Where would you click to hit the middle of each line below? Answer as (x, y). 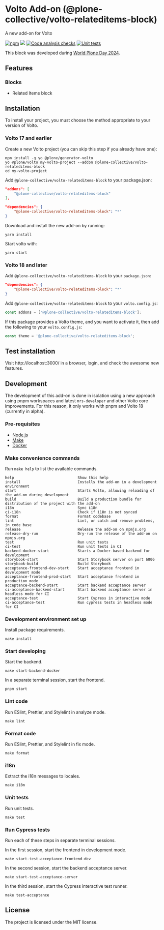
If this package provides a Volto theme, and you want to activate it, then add (82, 322)
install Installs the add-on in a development (81, 482)
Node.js (20, 435)
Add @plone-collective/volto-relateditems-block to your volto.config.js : (82, 303)
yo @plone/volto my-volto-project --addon (49, 162)
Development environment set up (46, 619)
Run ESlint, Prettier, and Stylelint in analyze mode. (55, 712)
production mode (22, 581)
